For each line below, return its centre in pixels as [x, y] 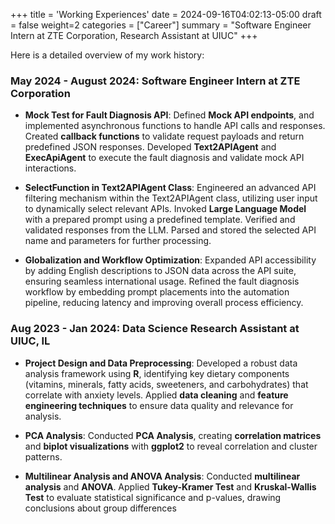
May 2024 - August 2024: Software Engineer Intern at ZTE [155, 81]
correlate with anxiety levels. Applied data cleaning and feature [156, 395]
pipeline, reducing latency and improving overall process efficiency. [164, 303]
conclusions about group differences [100, 508]
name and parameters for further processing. [118, 241]
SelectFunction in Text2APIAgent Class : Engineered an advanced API [170, 188]
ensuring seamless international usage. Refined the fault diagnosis [162, 281]
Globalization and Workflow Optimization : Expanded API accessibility [170, 260]
